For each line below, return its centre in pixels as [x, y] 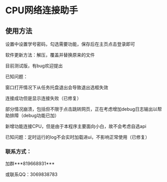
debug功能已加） [41, 115]
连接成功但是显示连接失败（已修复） [43, 98]
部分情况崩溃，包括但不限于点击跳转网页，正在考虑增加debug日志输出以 [81, 109]
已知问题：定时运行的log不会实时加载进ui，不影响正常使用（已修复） [78, 137]
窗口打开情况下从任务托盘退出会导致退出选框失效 [57, 87]
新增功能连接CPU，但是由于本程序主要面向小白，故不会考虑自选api [76, 126]
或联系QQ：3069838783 [31, 174]
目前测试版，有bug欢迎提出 [34, 66]
